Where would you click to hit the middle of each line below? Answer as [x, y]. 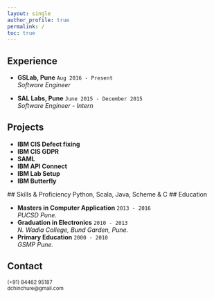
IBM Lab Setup [38, 173]
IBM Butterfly [37, 181]
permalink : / [26, 26]
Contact [25, 266]
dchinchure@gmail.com [35, 288]
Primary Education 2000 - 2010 [63, 237]
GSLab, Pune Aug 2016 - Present [65, 78]
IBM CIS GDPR [38, 151]
